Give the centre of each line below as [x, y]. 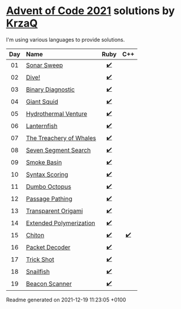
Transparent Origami [55, 211]
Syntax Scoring [47, 175]
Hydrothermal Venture [57, 114]
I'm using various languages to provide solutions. [66, 39]
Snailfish [38, 272]
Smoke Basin [44, 162]
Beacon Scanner [49, 284]
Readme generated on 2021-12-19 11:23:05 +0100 [66, 300]
